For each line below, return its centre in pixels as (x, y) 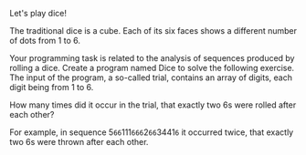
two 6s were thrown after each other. (79, 142)
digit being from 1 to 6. (52, 87)
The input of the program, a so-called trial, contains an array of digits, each (151, 77)
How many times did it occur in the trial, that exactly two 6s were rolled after (153, 105)
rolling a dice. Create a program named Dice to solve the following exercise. (152, 68)
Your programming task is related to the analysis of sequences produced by (152, 58)
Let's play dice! (38, 13)
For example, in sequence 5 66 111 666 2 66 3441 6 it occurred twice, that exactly (152, 132)
